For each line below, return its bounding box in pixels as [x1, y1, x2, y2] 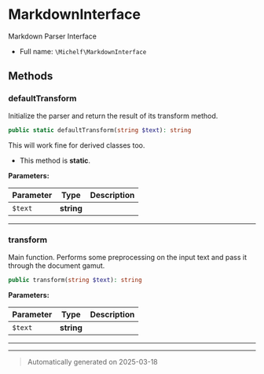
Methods [8, 69, 53, 83]
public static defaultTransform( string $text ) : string [8, 126, 192, 134]
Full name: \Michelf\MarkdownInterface [19, 46, 147, 56]
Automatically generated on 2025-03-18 [27, 357, 159, 366]
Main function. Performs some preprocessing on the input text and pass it [8, 252, 247, 262]
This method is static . [19, 156, 91, 165]
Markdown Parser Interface [8, 31, 97, 41]
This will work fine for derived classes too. [8, 140, 145, 150]
